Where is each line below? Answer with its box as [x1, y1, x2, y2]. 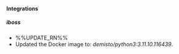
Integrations [6, 5, 39, 12]
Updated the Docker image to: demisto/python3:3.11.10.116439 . [15, 40, 173, 48]
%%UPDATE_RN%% [15, 34, 69, 41]
